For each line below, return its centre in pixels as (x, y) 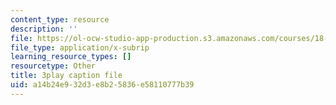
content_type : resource (60, 19)
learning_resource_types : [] (71, 57)
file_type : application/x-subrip (80, 47)
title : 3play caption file (66, 76)
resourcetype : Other (53, 66)
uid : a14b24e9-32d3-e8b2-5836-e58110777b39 (102, 85)
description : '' (44, 29)
